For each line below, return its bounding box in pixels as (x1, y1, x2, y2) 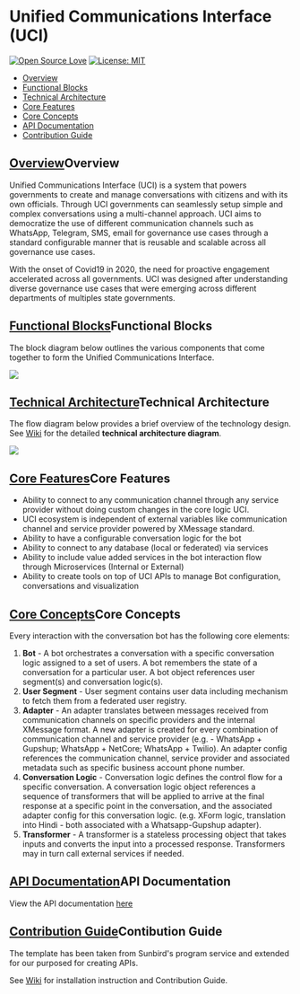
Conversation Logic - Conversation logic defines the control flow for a (21, 772, 284, 782)
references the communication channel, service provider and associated (21, 752, 290, 763)
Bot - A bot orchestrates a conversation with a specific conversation (21, 648, 275, 658)
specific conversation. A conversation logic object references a (21, 781, 256, 792)
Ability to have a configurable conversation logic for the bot (21, 532, 242, 544)
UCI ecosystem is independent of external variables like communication (21, 514, 288, 524)
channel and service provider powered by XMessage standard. (21, 523, 255, 534)
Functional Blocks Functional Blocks (9, 319, 213, 334)
